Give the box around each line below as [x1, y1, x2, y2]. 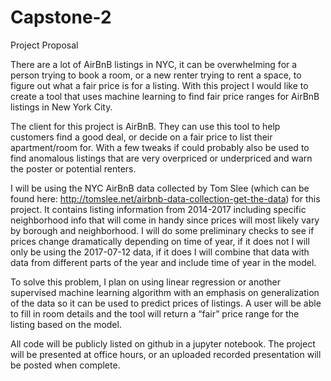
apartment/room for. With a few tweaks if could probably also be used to [10, 141, 310, 153]
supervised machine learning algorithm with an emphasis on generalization [10, 286, 320, 298]
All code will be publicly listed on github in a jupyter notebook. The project [10, 337, 316, 350]
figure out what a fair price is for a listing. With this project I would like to [10, 79, 309, 91]
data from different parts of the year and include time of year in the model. [10, 256, 317, 268]
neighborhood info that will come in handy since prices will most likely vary [10, 214, 320, 226]
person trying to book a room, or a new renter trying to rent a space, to [10, 69, 302, 81]
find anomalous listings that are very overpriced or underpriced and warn [10, 152, 313, 164]
